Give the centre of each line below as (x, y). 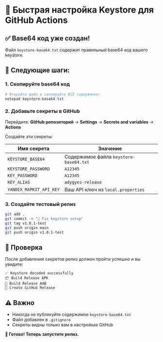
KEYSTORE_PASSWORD (29, 169)
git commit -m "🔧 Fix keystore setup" (44, 218)
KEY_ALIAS (19, 182)
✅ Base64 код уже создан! (48, 38)
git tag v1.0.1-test (26, 223)
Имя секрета (33, 148)
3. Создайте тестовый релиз (41, 204)
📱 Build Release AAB (26, 284)
